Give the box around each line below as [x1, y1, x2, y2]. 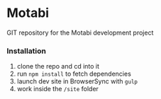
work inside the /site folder [16, 85, 99, 93]
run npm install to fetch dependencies [16, 69, 132, 78]
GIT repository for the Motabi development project [6, 28, 154, 37]
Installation [6, 46, 47, 56]
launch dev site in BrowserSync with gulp [16, 77, 138, 86]
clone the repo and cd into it [16, 62, 100, 71]
